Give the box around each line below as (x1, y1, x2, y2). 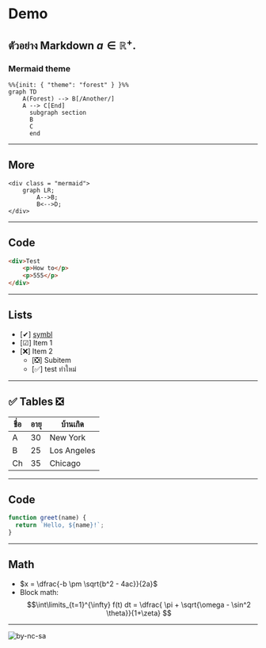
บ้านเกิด (60, 418, 85, 429)
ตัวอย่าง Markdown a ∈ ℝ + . (8, 36, 136, 52)
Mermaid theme (8, 63, 71, 74)
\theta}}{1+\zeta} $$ (106, 608, 172, 618)
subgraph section (28, 109, 87, 116)
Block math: (19, 587, 59, 597)
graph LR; (22, 186, 55, 194)
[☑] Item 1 (19, 337, 53, 347)
